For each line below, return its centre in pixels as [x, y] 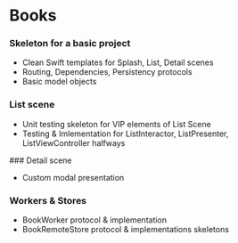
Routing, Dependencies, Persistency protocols [107, 72]
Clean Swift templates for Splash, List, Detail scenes [118, 62]
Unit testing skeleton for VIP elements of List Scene [116, 124]
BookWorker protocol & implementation [94, 220]
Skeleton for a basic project [70, 44]
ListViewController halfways [74, 142]
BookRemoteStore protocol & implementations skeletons [126, 230]
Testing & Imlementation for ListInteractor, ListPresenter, [125, 134]
